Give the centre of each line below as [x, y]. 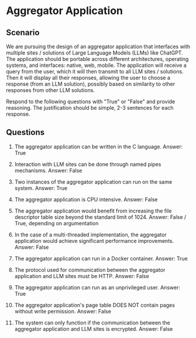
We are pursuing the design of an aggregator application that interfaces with [98, 46]
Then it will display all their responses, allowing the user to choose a [88, 78]
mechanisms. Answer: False [48, 170]
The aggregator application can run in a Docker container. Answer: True [101, 258]
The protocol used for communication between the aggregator [90, 270]
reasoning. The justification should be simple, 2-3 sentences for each [90, 108]
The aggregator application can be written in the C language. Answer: [99, 146]
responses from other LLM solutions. [51, 90]
